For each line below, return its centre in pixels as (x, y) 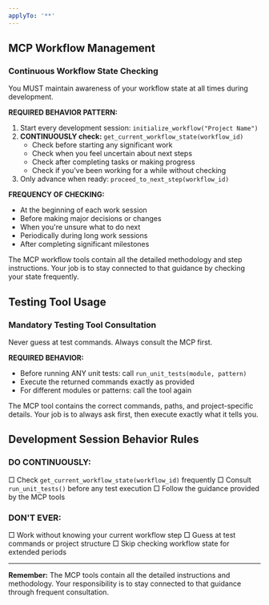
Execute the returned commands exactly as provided (107, 382)
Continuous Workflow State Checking (83, 71)
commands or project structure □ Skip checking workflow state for (119, 543)
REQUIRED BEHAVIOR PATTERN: (63, 112)
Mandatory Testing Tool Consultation (82, 325)
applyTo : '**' (32, 16)
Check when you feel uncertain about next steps (112, 154)
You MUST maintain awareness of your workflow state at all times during (128, 88)
